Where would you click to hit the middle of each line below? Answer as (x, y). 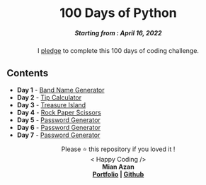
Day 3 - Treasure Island (51, 105)
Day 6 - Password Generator (58, 127)
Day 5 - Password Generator (58, 120)
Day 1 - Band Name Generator (61, 90)
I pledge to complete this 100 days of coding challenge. (118, 51)
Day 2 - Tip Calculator (49, 97)
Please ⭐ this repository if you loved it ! (118, 149)
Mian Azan (118, 167)
